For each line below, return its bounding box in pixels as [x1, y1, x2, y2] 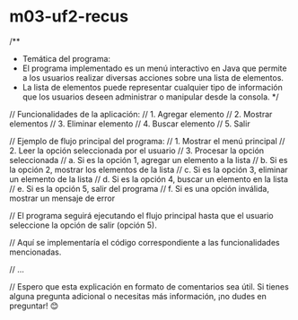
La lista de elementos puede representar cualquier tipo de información [22, 82, 283, 92]
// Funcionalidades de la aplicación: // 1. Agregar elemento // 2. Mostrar [9, 108, 273, 119]
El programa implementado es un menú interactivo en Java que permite [22, 63, 287, 74]
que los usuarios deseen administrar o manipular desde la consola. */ [22, 91, 280, 102]
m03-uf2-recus [9, 6, 128, 27]
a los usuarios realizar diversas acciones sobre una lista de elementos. [22, 72, 285, 82]
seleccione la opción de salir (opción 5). [9, 220, 157, 230]
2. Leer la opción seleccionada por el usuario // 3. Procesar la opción [9, 145, 265, 156]
